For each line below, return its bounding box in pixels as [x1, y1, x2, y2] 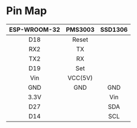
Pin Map [6, 4, 47, 18]
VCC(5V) [67, 74, 93, 82]
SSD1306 [100, 25, 128, 34]
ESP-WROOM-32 [9, 25, 60, 34]
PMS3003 [66, 25, 95, 34]
